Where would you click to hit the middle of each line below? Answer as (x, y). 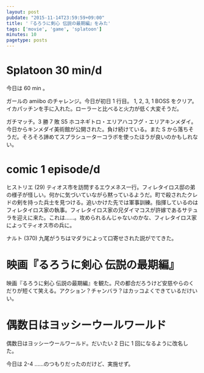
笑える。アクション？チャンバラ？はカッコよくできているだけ (115, 291)
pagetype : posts (27, 40)
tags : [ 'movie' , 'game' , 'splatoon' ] (54, 29)
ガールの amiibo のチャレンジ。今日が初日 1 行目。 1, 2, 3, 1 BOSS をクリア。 (102, 101)
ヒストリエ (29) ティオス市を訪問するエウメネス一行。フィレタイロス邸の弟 (101, 187)
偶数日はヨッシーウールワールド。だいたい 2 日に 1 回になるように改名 (95, 343)
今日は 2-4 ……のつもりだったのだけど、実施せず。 (70, 364)
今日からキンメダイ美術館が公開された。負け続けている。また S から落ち (97, 129)
